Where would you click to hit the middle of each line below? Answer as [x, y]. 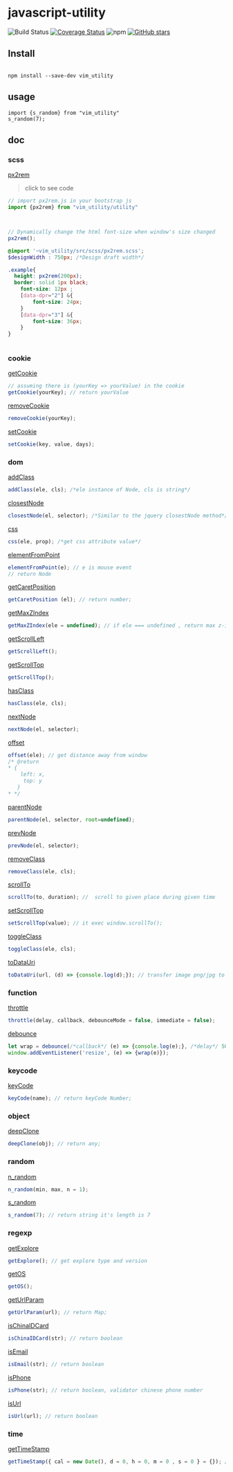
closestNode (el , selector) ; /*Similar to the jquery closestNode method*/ [118, 516]
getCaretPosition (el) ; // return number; [70, 600]
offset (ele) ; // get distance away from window [78, 755]
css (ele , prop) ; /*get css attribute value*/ [74, 541]
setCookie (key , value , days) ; [52, 444]
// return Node [30, 574]
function [22, 992]
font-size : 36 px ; [57, 321]
